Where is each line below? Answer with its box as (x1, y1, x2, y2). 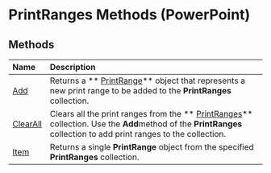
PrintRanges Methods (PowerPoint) (8, 6, 251, 24)
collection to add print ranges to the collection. (49, 129, 227, 139)
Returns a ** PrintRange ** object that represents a (49, 75, 246, 86)
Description (49, 62, 96, 72)
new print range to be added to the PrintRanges (49, 85, 231, 96)
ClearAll (12, 118, 43, 130)
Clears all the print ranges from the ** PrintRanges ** (49, 109, 253, 119)
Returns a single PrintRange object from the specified (49, 142, 254, 152)
